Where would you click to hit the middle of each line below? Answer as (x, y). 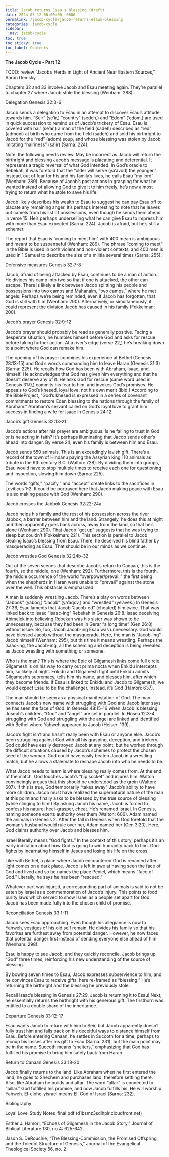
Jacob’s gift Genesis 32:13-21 (36, 421)
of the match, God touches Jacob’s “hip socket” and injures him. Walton (80, 776)
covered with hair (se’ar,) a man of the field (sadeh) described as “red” (78, 128)
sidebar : (14, 29)
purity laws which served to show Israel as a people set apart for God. (78, 897)
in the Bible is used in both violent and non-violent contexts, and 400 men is (84, 249)
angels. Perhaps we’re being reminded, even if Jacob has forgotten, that (80, 296)
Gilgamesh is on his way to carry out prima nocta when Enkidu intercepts (81, 666)
